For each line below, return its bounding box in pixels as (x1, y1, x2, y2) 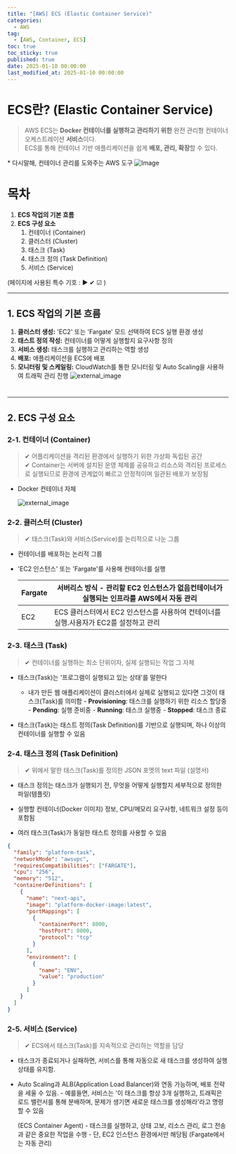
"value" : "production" (38, 973, 105, 980)
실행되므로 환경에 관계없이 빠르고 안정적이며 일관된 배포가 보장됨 (32, 469, 209, 478)
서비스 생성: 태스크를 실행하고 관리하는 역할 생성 (17, 345, 149, 354)
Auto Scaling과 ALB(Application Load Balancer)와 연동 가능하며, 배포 (17, 1080, 212, 1088)
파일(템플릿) (17, 790, 51, 798)
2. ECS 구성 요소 (7, 412, 75, 424)
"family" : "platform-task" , (13, 849, 96, 856)
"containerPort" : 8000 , (38, 921, 109, 928)
